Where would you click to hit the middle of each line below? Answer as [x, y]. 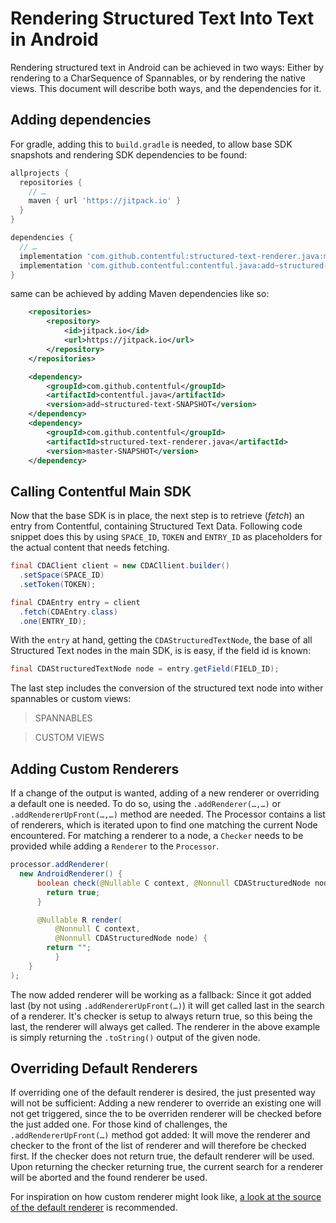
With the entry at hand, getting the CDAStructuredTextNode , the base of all [161, 640]
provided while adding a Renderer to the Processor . [115, 846]
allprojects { [40, 173]
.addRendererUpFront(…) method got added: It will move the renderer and [160, 1135]
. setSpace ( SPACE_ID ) [62, 575]
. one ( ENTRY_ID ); [53, 621]
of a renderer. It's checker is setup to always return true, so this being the [161, 1016]
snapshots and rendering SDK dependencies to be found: [129, 154]
